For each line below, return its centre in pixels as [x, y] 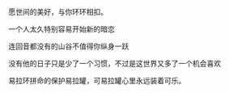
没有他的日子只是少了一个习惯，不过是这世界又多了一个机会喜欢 [114, 63]
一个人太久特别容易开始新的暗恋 [61, 29]
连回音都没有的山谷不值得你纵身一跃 [69, 46]
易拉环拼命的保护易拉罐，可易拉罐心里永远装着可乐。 [97, 80]
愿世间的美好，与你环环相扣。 [58, 12]
